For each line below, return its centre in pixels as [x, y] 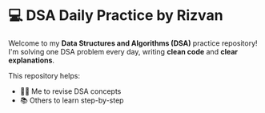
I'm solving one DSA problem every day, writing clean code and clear [123, 51]
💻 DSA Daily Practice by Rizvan [116, 16]
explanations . [31, 60]
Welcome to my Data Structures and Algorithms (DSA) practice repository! [133, 43]
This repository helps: [44, 75]
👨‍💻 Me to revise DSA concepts [70, 91]
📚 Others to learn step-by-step [72, 100]
